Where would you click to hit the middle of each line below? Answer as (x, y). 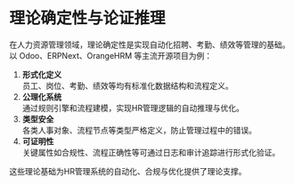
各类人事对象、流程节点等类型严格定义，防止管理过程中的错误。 (139, 130)
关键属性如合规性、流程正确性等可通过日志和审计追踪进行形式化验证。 (151, 152)
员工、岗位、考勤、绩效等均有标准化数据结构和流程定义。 (127, 85)
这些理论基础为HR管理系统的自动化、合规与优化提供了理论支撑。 (128, 171)
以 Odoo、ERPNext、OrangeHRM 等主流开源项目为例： (111, 55)
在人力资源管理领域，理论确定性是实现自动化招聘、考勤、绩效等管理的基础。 (150, 44)
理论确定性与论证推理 (88, 18)
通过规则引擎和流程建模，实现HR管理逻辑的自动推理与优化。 (133, 108)
